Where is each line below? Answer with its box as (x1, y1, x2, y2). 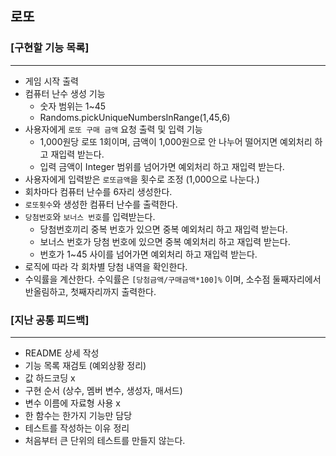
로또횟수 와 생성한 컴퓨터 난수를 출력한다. (24, 198, 178, 210)
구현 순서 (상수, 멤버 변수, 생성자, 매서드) (24, 384, 183, 396)
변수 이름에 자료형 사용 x (24, 397, 121, 409)
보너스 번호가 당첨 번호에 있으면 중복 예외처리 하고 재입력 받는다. (39, 235, 291, 247)
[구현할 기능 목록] (10, 41, 90, 55)
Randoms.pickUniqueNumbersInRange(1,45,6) (39, 111, 231, 123)
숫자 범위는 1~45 (39, 100, 107, 112)
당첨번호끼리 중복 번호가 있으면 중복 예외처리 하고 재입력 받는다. (39, 223, 288, 235)
